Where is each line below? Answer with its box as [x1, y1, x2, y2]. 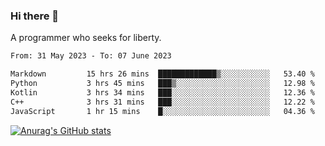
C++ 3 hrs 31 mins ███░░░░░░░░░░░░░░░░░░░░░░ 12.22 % [10, 97, 315, 107]
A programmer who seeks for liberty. [10, 32, 162, 44]
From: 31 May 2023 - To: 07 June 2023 [10, 51, 172, 61]
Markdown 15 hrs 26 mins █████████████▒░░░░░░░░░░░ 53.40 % [10, 69, 315, 79]
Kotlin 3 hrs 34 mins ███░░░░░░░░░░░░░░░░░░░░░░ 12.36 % [10, 87, 315, 98]
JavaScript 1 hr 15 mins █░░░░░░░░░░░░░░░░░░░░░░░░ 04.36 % [10, 106, 315, 116]
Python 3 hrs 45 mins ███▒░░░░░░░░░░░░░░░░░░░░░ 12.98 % [10, 79, 315, 89]
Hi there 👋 [10, 9, 60, 23]
